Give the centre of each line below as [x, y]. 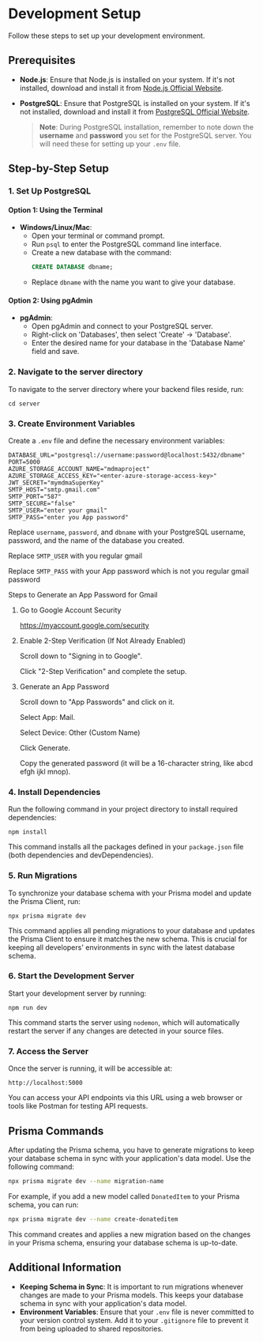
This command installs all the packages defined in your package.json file [126, 847]
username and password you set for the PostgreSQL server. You [145, 135]
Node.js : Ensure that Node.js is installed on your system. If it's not [127, 79]
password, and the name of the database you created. [96, 540]
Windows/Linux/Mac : [56, 228]
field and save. [55, 352]
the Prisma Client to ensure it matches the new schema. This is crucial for [128, 939]
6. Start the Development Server [71, 976]
